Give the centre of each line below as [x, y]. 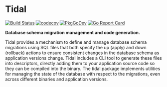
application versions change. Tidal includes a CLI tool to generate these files [83, 58]
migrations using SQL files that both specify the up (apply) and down [76, 47]
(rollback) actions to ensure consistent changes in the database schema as [82, 53]
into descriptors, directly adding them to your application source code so [80, 63]
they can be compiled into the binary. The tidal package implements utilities [83, 69]
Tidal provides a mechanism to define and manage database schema [76, 42]
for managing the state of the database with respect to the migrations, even [83, 74]
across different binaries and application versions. [57, 79]
